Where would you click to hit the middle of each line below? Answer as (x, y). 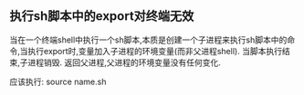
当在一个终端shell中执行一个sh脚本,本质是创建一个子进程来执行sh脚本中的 (148, 40)
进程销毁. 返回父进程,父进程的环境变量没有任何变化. (125, 62)
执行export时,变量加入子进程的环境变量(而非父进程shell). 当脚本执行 (155, 51)
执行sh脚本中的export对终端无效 (102, 16)
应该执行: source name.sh (58, 81)
